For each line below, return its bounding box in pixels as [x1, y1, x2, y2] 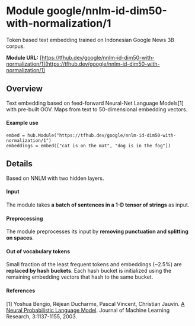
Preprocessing [6, 215, 43, 222]
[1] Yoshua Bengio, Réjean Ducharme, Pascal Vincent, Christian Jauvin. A [6, 300, 185, 307]
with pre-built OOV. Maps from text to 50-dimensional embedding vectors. [6, 105, 188, 113]
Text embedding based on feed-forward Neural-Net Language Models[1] [6, 99, 184, 106]
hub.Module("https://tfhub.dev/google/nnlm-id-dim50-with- [27, 132, 177, 138]
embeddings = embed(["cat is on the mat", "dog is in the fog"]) [6, 143, 171, 149]
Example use [6, 120, 39, 127]
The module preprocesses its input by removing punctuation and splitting [6, 228, 188, 235]
